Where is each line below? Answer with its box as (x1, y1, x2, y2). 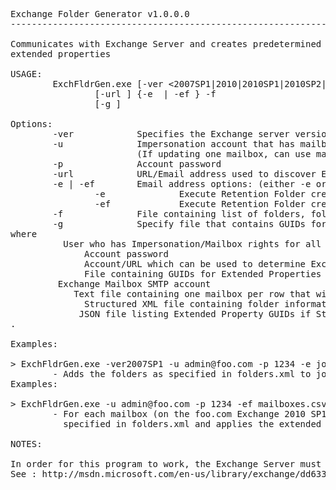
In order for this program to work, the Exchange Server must (10, 459, 322, 469)
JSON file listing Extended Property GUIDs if (78, 309, 312, 319)
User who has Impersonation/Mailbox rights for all (63, 239, 322, 249)
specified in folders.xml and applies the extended (63, 419, 322, 429)
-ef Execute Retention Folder (94, 199, 307, 209)
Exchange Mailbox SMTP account (57, 279, 212, 289)
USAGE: (10, 69, 43, 79)
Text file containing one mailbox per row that (73, 289, 312, 299)
